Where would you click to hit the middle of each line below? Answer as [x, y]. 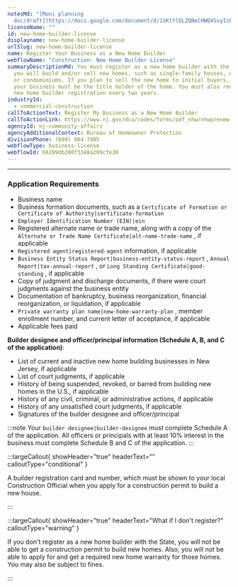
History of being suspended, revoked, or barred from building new [114, 384]
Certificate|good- [178, 267]
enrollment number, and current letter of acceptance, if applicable [114, 319]
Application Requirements [53, 184]
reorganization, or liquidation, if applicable [79, 304]
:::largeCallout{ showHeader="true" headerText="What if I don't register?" [115, 521]
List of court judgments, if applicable [71, 376]
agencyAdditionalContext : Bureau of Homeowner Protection [95, 133]
